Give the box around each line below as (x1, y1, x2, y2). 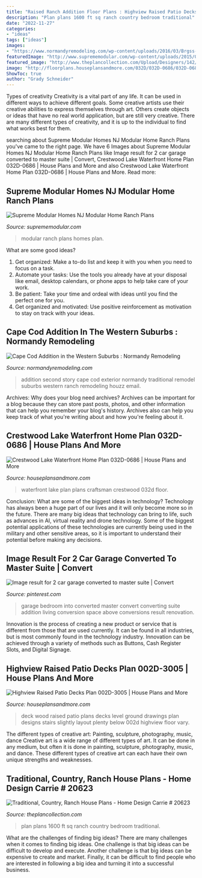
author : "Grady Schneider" (6, 76, 74, 82)
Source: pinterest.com (6, 591, 61, 598)
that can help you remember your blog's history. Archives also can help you (6, 407, 194, 414)
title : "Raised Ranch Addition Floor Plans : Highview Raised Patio (6, 8, 182, 15)
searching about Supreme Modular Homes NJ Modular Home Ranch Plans (6, 136, 191, 144)
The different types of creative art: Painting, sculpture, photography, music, (6, 731, 193, 738)
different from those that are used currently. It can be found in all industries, (6, 627, 194, 634)
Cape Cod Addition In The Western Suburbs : (6, 327, 179, 337)
